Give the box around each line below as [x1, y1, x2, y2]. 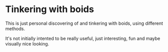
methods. [5, 25, 25, 31]
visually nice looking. [5, 40, 49, 46]
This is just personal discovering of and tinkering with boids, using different [5, 20, 163, 26]
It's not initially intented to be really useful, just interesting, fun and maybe [5, 35, 160, 41]
